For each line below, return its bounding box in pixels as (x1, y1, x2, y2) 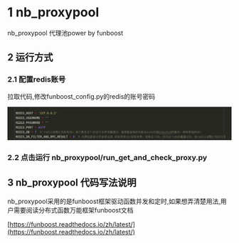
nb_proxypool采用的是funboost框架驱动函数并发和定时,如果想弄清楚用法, (7, 197, 221, 205)
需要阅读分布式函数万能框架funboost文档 (13, 205, 134, 214)
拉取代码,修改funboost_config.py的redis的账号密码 (7, 92, 156, 100)
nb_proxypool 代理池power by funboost (7, 28, 124, 37)
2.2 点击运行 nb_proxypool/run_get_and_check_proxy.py (7, 152, 208, 162)
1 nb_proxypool (7, 4, 100, 21)
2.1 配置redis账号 (7, 75, 66, 85)
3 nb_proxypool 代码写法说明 (7, 177, 137, 189)
